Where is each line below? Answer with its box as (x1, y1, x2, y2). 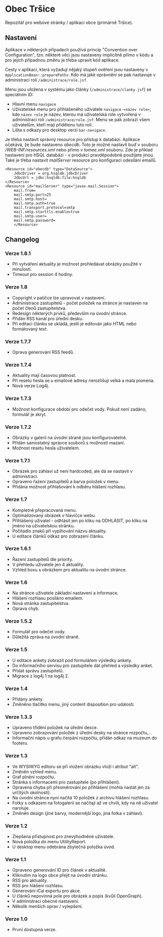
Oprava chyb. (12, 605, 40, 611)
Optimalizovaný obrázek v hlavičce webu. (12, 512, 96, 518)
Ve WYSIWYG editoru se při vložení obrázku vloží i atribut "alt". (12, 763, 139, 770)
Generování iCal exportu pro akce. (12, 888, 81, 894)
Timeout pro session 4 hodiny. (12, 271, 74, 277)
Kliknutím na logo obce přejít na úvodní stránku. (12, 873, 108, 878)
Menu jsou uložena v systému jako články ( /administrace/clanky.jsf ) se (5, 86, 152, 92)
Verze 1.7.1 (5, 457, 30, 464)
